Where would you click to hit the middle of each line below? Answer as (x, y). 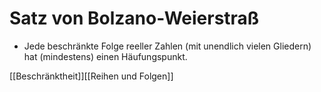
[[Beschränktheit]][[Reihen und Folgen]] (91, 76)
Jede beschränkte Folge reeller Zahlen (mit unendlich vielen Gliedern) (167, 46)
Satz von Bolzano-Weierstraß (134, 18)
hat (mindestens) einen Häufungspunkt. (105, 56)
